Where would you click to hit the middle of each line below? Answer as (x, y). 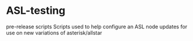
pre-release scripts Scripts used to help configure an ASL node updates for (97, 27)
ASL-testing (36, 11)
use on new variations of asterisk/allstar (54, 32)
